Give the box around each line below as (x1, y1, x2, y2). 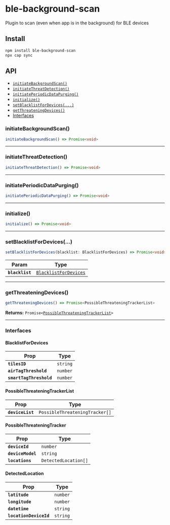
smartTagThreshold (8, 375, 52, 381)
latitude (8, 492, 29, 498)
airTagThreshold (8, 368, 47, 374)
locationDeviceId (8, 513, 50, 519)
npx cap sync (5, 53, 33, 58)
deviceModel (8, 450, 37, 457)
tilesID (8, 361, 26, 367)
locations (8, 458, 31, 463)
